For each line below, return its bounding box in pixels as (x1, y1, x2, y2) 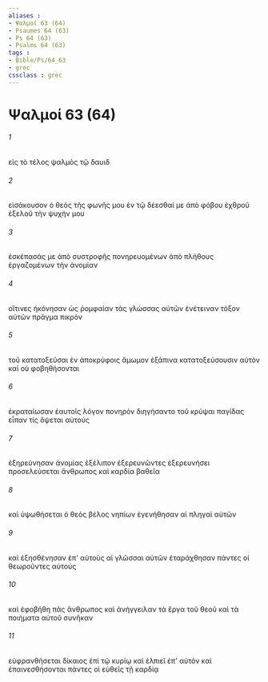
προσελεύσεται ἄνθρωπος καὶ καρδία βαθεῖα (8, 467, 160, 477)
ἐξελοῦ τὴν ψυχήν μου (8, 209, 86, 218)
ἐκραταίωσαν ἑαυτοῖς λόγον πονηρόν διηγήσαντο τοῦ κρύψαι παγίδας (8, 407, 245, 417)
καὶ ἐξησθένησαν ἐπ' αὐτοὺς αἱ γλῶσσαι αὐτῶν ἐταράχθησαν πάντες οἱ (8, 552, 250, 562)
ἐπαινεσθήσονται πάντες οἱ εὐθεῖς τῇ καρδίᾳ (8, 664, 159, 674)
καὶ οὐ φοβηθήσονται (8, 363, 80, 373)
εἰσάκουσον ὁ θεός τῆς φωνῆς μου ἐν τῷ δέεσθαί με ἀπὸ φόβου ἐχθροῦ (8, 201, 250, 210)
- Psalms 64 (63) (8, 42, 66, 50)
